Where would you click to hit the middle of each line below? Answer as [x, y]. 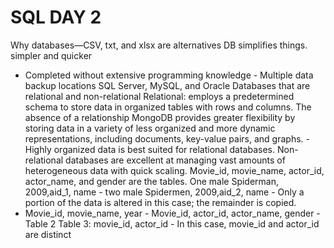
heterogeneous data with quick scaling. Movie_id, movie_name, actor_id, [174, 170]
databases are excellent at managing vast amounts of [175, 160]
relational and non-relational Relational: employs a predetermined [159, 96]
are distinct [48, 234]
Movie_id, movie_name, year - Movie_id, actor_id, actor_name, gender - [172, 213]
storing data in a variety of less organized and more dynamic [150, 128]
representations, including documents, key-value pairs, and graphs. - [167, 138]
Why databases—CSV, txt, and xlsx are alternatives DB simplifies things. [159, 45]
